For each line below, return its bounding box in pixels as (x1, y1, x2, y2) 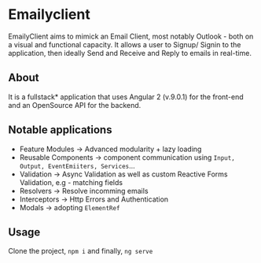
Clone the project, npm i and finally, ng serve (8, 246, 153, 256)
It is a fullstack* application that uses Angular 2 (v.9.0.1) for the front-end (8, 92, 244, 102)
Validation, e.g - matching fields (19, 177, 123, 187)
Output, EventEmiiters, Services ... (19, 161, 135, 170)
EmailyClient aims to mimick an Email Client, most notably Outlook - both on (8, 31, 254, 41)
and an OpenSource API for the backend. (8, 100, 142, 109)
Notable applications (8, 124, 112, 137)
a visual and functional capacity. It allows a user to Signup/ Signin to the (8, 39, 241, 49)
